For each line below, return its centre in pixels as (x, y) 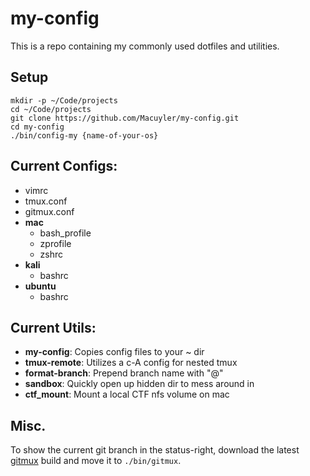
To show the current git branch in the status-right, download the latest (155, 450)
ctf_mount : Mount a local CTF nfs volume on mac (127, 394)
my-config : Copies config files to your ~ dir (114, 352)
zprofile (55, 243)
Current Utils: (53, 327)
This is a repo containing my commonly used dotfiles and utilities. (145, 46)
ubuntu (40, 286)
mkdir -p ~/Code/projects (64, 100)
